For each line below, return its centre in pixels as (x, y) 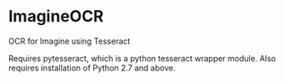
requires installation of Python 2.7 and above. (92, 68)
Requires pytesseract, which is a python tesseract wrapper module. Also (142, 58)
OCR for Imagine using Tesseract (69, 41)
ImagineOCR (56, 16)
